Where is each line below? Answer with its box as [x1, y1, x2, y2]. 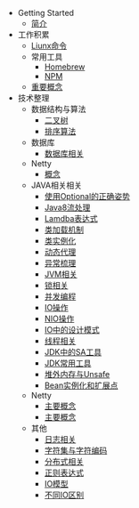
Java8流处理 [44, 202, 91, 213]
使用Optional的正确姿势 [44, 191, 131, 201]
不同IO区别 [44, 489, 85, 500]
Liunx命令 [30, 40, 68, 51]
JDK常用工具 [44, 358, 92, 368]
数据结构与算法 [30, 104, 86, 114]
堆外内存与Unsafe [44, 369, 110, 379]
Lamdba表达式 [44, 214, 98, 223]
